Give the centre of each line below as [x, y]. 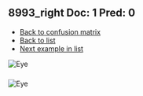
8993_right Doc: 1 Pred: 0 [72, 13]
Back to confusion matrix [60, 31]
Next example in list [51, 48]
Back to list [37, 40]
